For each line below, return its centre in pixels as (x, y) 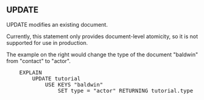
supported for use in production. (47, 42)
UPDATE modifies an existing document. (57, 24)
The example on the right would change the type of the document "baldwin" (102, 55)
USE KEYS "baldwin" (74, 85)
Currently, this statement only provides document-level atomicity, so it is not (102, 36)
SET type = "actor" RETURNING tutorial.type (126, 91)
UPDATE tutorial (56, 78)
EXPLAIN (31, 72)
